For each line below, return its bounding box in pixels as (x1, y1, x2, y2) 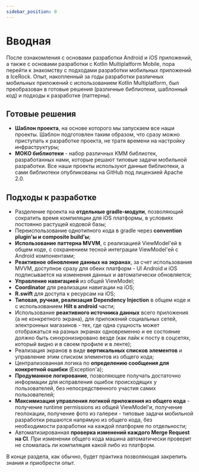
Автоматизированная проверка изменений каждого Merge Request (14, 429, 190, 436)
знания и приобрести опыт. (6, 460, 75, 467)
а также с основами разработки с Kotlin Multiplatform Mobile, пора (6, 60, 175, 67)
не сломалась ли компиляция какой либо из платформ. (14, 442, 156, 449)
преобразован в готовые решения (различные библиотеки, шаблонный (6, 85, 188, 93)
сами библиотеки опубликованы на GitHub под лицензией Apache (14, 169, 183, 176)
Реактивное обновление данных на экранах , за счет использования (14, 259, 192, 266)
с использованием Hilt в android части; (14, 303, 115, 310)
